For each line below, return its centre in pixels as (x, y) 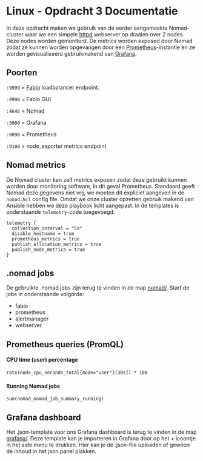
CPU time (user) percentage (42, 360)
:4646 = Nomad (25, 111)
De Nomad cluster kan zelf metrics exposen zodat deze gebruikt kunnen (97, 179)
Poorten (22, 73)
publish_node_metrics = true (48, 250)
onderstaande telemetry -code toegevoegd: (61, 212)
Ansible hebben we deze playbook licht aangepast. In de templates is (93, 205)
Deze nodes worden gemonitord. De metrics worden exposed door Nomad (99, 41)
